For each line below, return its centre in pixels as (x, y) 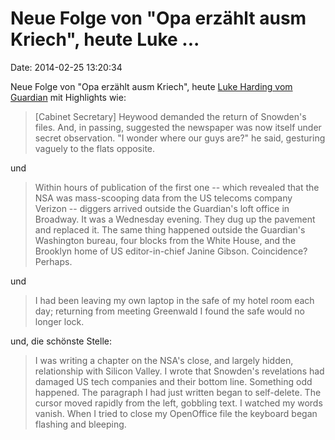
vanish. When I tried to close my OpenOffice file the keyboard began (176, 413)
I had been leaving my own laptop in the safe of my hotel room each (174, 300)
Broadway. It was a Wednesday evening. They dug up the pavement (175, 219)
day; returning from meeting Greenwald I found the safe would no (169, 311)
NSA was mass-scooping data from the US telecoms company (163, 198)
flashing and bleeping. (80, 424)
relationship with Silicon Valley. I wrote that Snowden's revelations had (179, 371)
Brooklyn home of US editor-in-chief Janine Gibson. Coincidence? (171, 251)
